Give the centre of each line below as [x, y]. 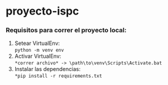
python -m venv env [39, 50]
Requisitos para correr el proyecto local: [66, 30]
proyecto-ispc [43, 11]
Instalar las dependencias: [47, 69]
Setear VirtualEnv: [37, 43]
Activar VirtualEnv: [38, 56]
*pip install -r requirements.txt [58, 76]
